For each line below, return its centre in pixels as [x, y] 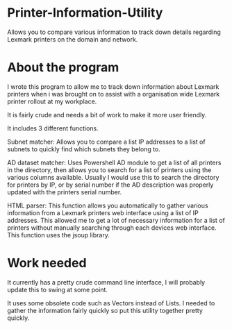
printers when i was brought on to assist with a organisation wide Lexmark [114, 94]
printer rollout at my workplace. [52, 101]
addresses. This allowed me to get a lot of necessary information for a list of [116, 220]
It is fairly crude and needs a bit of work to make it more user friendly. [107, 115]
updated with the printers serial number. [65, 192]
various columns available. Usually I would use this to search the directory [113, 177]
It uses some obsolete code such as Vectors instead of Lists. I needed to [111, 303]
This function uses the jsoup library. [58, 235]
